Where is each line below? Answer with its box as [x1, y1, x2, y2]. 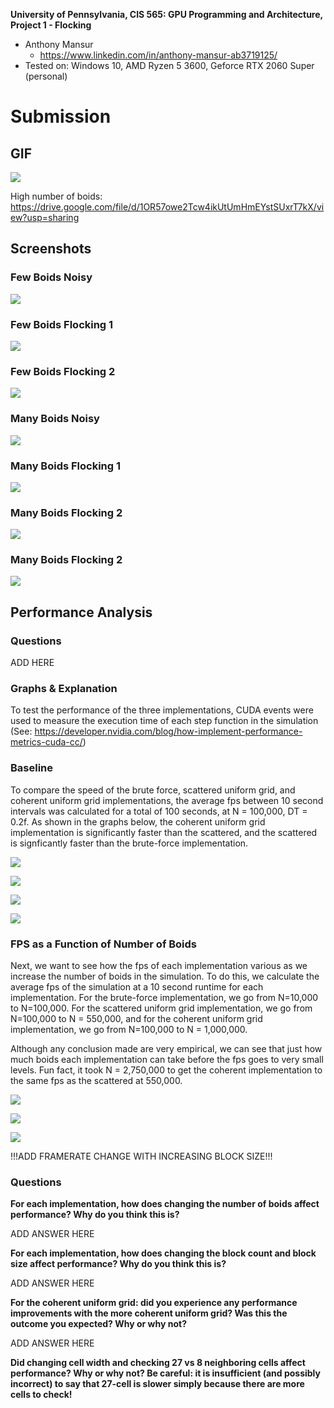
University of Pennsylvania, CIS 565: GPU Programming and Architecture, [10, 9, 323, 20]
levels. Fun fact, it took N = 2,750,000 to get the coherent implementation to [10, 1064, 323, 1076]
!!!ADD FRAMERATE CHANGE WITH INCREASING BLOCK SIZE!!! [10, 1150, 273, 1163]
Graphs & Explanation [10, 682, 118, 696]
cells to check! [10, 1389, 73, 1401]
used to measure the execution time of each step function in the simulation [10, 715, 319, 727]
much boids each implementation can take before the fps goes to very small [10, 1054, 324, 1066]
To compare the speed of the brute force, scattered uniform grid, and [10, 784, 296, 796]
